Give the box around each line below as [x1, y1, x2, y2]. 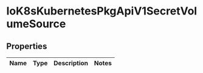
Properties [6, 41, 47, 51]
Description [53, 59, 88, 67]
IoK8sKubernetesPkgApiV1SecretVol [6, 4, 198, 18]
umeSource [6, 17, 66, 31]
